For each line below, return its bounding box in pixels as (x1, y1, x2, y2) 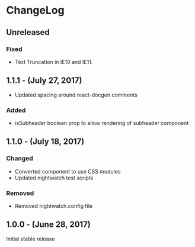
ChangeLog (6, 4, 65, 17)
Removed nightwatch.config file (14, 202, 93, 209)
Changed (6, 155, 34, 163)
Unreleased (6, 27, 50, 37)
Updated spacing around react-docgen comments (14, 91, 138, 98)
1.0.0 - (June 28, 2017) (6, 220, 91, 230)
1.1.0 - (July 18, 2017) (6, 137, 85, 147)
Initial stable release (6, 235, 55, 242)
